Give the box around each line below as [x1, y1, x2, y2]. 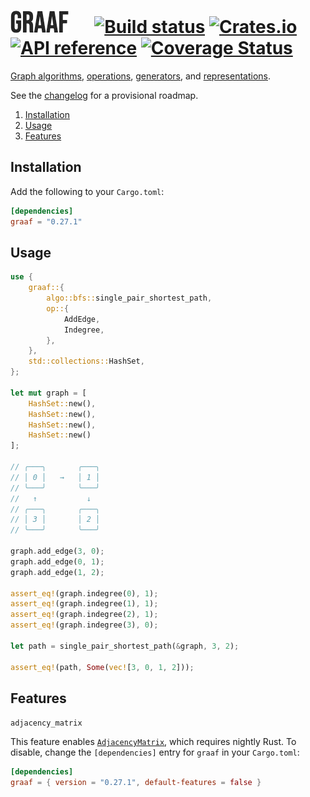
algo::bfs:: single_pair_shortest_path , [46, 293, 213, 304]
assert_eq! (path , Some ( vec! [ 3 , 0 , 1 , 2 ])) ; [10, 662, 195, 672]
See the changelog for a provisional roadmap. [10, 89, 199, 101]
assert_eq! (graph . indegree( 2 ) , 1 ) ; [10, 610, 159, 620]
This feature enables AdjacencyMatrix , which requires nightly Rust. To [10, 736, 297, 748]
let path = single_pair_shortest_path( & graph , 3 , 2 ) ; [10, 641, 240, 651]
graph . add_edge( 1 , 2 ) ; [10, 567, 105, 577]
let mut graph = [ [10, 388, 87, 398]
